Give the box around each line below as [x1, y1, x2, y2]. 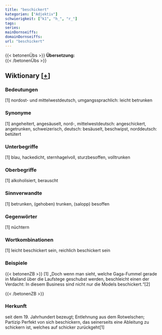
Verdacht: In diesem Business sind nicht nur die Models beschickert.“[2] [5, 281, 150, 287]
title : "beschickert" [5, 7, 49, 12]
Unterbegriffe [5, 143, 38, 150]
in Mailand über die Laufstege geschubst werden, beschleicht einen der [5, 276, 150, 282]
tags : [5, 21, 16, 26]
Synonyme [5, 109, 32, 116]
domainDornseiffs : [5, 35, 42, 40]
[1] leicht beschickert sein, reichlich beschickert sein [5, 248, 111, 253]
